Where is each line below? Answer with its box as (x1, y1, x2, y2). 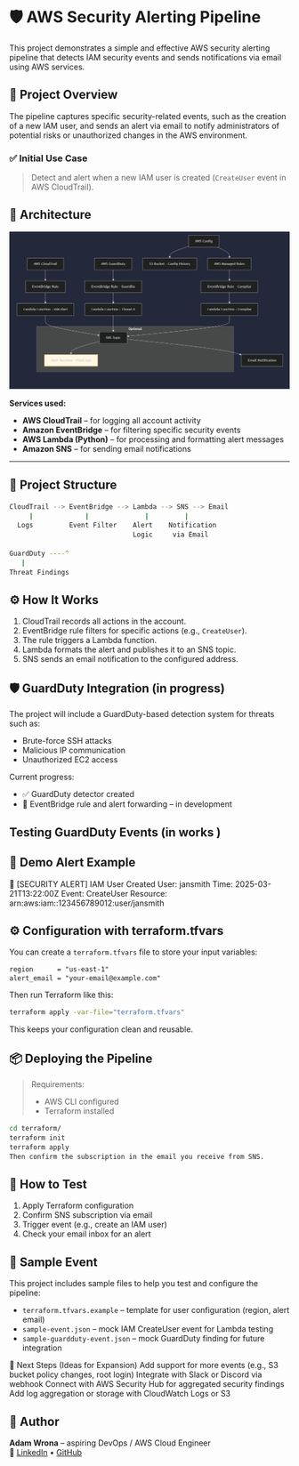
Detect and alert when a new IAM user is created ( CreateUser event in (30, 173, 287, 183)
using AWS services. (9, 61, 85, 72)
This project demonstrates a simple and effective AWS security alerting (9, 42, 271, 53)
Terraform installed (44, 1106, 115, 1116)
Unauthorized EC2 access (21, 754, 118, 765)
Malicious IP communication (21, 745, 126, 756)
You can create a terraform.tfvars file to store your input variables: (9, 946, 258, 957)
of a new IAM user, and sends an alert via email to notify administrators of (9, 120, 280, 131)
